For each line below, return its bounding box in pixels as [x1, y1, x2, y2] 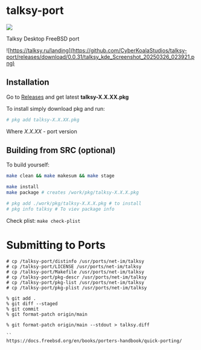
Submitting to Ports [6, 239, 106, 252]
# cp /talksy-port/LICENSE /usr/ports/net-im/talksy [6, 263, 142, 269]
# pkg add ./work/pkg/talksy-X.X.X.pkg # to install [6, 200, 142, 206]
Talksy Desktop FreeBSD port [6, 35, 80, 42]
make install [6, 184, 39, 190]
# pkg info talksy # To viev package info [6, 206, 115, 212]
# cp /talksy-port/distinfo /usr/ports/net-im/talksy [6, 258, 145, 264]
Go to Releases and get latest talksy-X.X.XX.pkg [6, 93, 129, 101]
